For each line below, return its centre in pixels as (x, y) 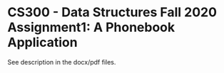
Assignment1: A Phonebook (91, 27)
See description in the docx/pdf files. (62, 62)
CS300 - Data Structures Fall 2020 (112, 12)
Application (42, 43)
